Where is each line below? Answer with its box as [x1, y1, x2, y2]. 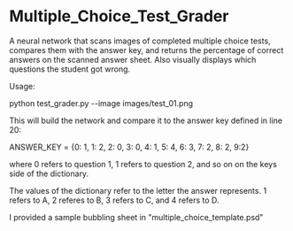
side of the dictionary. [9, 168, 89, 179]
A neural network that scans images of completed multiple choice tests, [9, 35, 272, 46]
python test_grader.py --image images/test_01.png [9, 97, 193, 108]
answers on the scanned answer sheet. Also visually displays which [9, 54, 257, 65]
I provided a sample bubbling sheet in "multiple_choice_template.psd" [9, 212, 264, 222]
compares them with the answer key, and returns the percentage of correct [9, 44, 284, 55]
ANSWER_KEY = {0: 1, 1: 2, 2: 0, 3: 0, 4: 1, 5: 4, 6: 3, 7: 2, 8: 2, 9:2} [9, 142, 250, 152]
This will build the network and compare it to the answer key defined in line [9, 115, 283, 126]
